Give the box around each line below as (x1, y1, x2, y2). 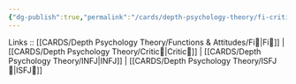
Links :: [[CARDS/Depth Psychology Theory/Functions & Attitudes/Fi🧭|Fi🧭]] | (8, 37, 285, 47)
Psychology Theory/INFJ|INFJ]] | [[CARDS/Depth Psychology (8, 55, 231, 66)
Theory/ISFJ (232, 55, 277, 66)
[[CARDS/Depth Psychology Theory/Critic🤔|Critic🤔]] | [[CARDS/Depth (8, 45, 262, 57)
